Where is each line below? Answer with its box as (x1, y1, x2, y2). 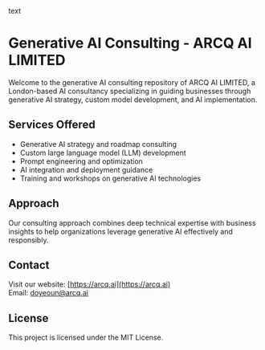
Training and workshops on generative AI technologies (19, 173, 202, 183)
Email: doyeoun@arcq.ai (8, 288, 88, 298)
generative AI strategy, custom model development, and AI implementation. (8, 95, 258, 104)
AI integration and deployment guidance (19, 165, 153, 174)
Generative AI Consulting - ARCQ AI (8, 35, 252, 52)
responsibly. (8, 235, 49, 245)
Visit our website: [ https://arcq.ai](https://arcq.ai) (8, 279, 171, 289)
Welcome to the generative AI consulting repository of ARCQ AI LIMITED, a (8, 77, 255, 87)
